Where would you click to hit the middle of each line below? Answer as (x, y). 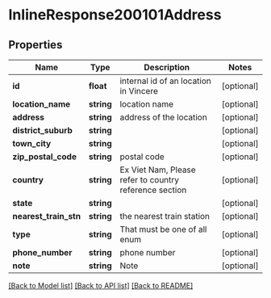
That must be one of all (163, 229)
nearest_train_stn (47, 216)
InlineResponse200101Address (115, 15)
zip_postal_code (44, 157)
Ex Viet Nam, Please (158, 170)
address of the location (163, 117)
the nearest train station (165, 216)
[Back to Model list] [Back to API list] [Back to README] (101, 285)
